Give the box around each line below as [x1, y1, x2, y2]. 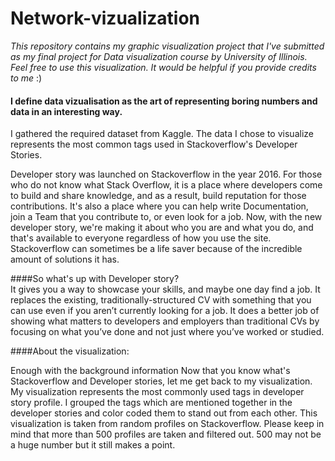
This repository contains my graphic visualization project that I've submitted [10, 40, 325, 52]
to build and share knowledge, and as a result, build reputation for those [10, 190, 307, 202]
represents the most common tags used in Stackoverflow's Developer [10, 138, 298, 151]
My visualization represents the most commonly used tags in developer [10, 386, 305, 398]
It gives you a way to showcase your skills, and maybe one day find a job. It [10, 283, 321, 296]
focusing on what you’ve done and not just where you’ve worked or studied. [10, 326, 325, 338]
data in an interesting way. [10, 105, 123, 117]
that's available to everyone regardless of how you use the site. [10, 232, 272, 244]
